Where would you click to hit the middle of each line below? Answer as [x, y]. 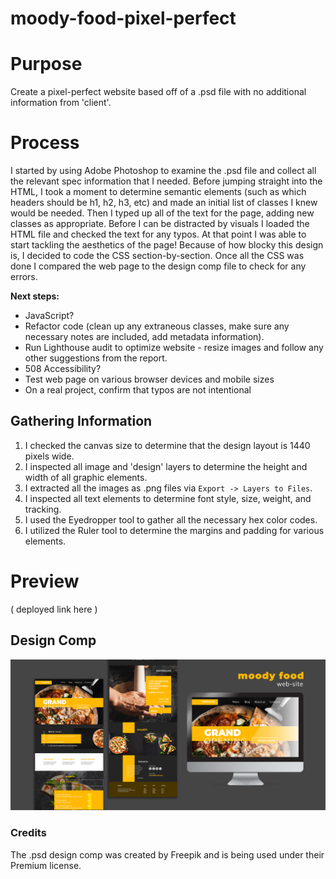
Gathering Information [81, 421]
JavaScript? [49, 316]
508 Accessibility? [63, 369]
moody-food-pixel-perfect [123, 18]
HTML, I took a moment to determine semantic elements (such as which [158, 192]
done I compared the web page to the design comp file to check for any [158, 266]
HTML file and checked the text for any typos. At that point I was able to [158, 234]
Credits [28, 833]
